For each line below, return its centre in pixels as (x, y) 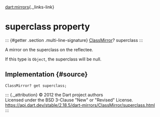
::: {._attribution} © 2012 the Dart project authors (54, 95)
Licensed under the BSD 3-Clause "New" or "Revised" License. (69, 100)
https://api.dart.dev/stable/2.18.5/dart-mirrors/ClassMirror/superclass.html (80, 105)
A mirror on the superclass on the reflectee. (49, 49)
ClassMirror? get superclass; (36, 86)
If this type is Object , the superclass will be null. (53, 59)
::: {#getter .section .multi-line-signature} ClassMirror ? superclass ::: (74, 40)
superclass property (48, 27)
